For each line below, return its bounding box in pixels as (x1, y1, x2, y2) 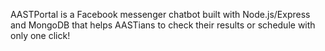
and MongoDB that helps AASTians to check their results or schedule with (10, 19, 316, 31)
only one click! (10, 30, 71, 41)
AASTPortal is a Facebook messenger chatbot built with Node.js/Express (10, 9, 311, 20)
